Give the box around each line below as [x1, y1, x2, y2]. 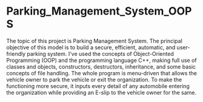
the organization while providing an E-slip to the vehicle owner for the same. [6, 89, 197, 96]
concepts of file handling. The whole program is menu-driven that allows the [6, 69, 198, 76]
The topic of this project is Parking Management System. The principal [6, 37, 183, 44]
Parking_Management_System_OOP [6, 4, 192, 18]
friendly [6, 50, 26, 57]
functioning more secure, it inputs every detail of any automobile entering [6, 82, 190, 89]
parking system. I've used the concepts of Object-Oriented [27, 50, 174, 57]
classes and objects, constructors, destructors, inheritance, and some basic [6, 63, 196, 70]
